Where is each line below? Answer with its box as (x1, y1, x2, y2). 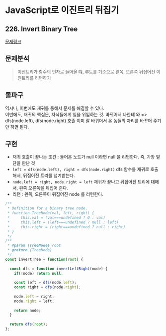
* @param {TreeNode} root (7, 243, 61, 248)
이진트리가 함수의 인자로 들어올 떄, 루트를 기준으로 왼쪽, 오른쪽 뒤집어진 (17, 68, 156, 75)
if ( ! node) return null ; (14, 271, 64, 276)
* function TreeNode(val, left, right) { (7, 210, 94, 216)
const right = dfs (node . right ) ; (14, 285, 81, 290)
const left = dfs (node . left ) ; (14, 280, 77, 285)
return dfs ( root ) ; (9, 322, 48, 327)
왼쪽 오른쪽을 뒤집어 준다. (19, 185, 69, 191)
